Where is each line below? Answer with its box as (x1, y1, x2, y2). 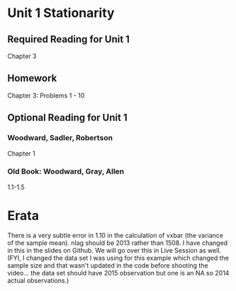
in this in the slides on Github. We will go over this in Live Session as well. (7, 246, 222, 254)
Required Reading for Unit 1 (7, 33, 130, 45)
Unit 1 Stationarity (7, 5, 115, 21)
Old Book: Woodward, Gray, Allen (7, 166, 125, 176)
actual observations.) (7, 276, 69, 285)
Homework (7, 72, 57, 84)
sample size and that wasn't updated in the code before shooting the (7, 261, 208, 270)
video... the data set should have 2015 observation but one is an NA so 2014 (7, 268, 230, 277)
